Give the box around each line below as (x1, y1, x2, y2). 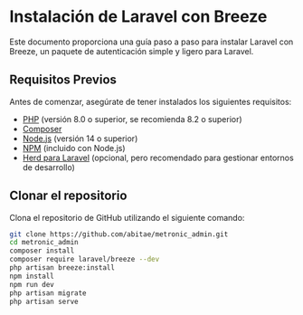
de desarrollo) (22, 161, 75, 173)
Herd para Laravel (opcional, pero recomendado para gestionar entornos (22, 152, 294, 163)
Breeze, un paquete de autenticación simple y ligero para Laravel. (9, 45, 254, 56)
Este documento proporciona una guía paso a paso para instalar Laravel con (9, 36, 294, 47)
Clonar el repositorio (9, 188, 128, 204)
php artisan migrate (9, 288, 88, 298)
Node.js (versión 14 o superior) (22, 133, 138, 144)
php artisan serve (9, 297, 79, 306)
